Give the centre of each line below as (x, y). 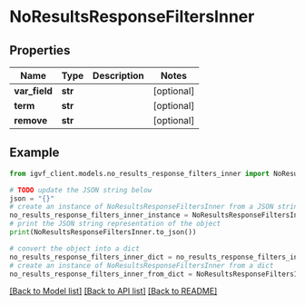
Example (34, 153)
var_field (33, 91)
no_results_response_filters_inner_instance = (99, 215)
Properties (40, 50)
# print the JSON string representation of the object (115, 224)
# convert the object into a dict (75, 248)
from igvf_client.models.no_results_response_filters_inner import (140, 173)
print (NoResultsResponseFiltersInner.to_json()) (103, 232)
